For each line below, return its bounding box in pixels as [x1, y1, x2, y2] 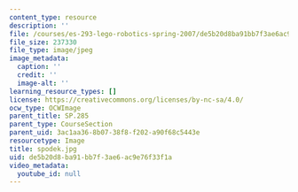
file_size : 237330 [9, 37, 77, 47]
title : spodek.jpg [9, 144, 77, 153]
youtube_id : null [17, 169, 82, 178]
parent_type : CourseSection [9, 120, 114, 129]
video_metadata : [9, 161, 69, 170]
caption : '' [17, 63, 62, 72]
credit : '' [17, 71, 58, 80]
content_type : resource [9, 12, 98, 22]
